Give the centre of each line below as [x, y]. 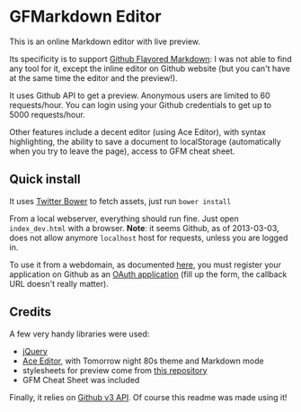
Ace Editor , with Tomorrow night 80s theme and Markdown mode [143, 361]
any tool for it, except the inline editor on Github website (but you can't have [150, 68]
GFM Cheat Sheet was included [81, 380]
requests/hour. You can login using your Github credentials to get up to [141, 104]
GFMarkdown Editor [85, 17]
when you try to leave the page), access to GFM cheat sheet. [122, 151]
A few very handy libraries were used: [80, 334]
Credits [31, 312]
